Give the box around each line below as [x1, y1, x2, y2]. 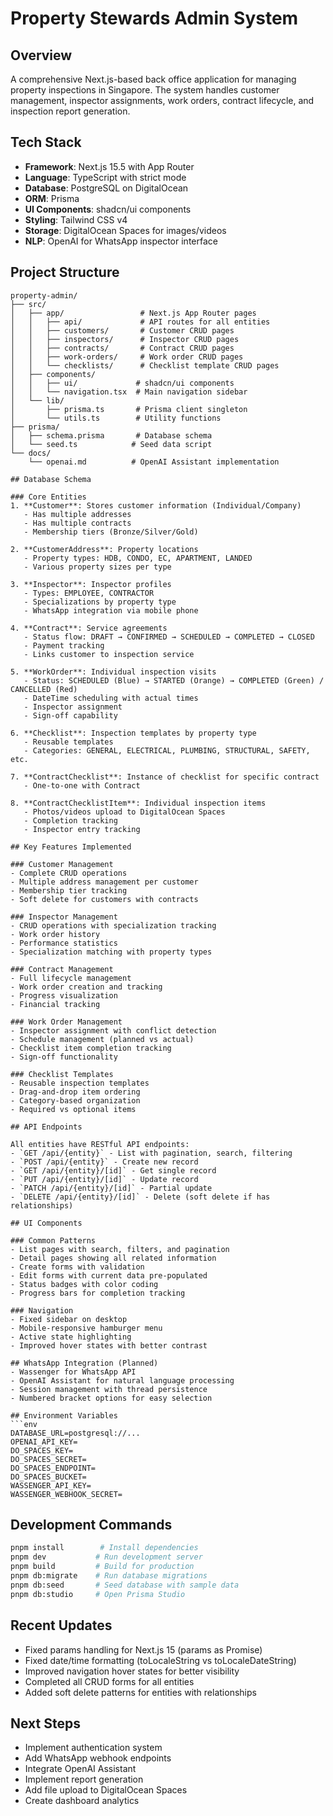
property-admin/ [10, 290, 78, 301]
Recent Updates [10, 1617, 113, 1634]
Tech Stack [10, 134, 82, 151]
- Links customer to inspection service [23, 649, 195, 659]
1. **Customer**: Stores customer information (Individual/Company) [10, 500, 302, 511]
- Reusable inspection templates [10, 1078, 150, 1088]
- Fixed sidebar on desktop [10, 1314, 128, 1324]
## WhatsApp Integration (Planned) [10, 1358, 159, 1368]
